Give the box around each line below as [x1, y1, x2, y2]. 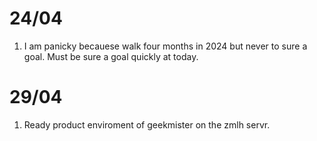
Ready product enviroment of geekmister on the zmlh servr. [23, 118, 271, 131]
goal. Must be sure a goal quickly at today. [23, 50, 199, 62]
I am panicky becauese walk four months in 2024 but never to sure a [23, 40, 308, 52]
